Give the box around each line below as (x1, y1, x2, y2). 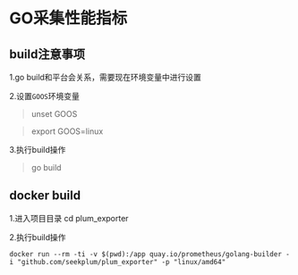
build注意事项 (9, 46, 85, 62)
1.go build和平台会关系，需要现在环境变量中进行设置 (9, 72, 201, 82)
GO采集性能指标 (9, 8, 128, 29)
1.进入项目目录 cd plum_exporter (9, 212, 129, 223)
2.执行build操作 (9, 231, 66, 242)
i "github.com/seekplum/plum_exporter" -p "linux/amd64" (9, 257, 226, 266)
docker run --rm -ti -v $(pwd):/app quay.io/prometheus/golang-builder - (9, 249, 291, 259)
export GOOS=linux (30, 126, 104, 137)
